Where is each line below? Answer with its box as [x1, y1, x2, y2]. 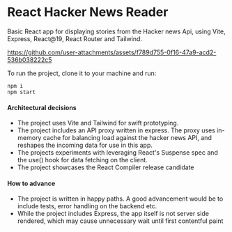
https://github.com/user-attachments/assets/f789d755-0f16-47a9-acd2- [7, 48, 217, 56]
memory [17, 134, 42, 142]
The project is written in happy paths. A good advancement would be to [17, 194, 224, 203]
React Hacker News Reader [7, 4, 169, 20]
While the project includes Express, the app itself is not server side [17, 210, 209, 218]
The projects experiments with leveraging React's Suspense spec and [17, 148, 218, 157]
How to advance [7, 179, 56, 187]
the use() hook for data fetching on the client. [17, 156, 148, 164]
